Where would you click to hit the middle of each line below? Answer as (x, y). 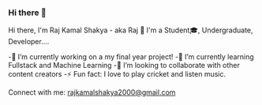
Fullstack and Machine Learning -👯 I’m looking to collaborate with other (124, 66)
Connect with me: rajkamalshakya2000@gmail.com (92, 92)
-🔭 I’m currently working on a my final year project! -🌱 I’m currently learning (131, 57)
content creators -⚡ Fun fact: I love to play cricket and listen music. (117, 74)
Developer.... (29, 42)
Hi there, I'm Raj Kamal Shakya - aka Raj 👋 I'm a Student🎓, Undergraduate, (131, 30)
